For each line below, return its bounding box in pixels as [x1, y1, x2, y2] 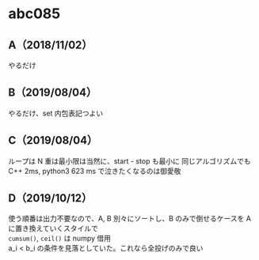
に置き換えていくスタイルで [8, 224, 99, 233]
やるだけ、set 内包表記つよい [8, 108, 104, 118]
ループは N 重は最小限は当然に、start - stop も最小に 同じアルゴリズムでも [8, 156, 251, 166]
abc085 [8, 5, 61, 23]
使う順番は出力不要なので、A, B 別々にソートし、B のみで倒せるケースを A [8, 214, 252, 224]
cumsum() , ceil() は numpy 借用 [8, 234, 112, 243]
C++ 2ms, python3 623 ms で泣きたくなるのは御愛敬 [8, 166, 181, 175]
